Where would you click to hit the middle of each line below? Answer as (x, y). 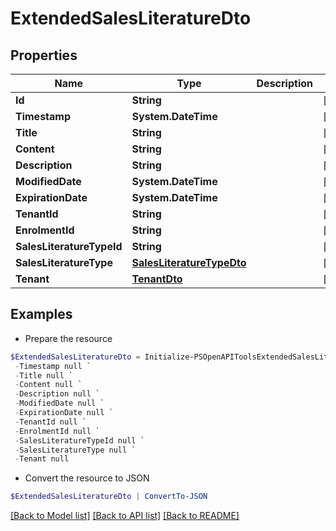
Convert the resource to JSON (87, 478)
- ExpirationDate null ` (64, 413)
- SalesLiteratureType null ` (75, 450)
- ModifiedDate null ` (59, 403)
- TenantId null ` (50, 422)
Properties (44, 55)
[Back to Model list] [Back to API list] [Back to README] (125, 516)
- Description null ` (57, 394)
